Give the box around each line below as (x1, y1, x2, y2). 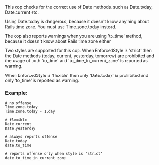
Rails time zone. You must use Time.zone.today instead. (5, 24, 117, 30)
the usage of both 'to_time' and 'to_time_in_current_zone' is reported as (5, 58, 148, 63)
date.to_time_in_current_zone (5, 156, 66, 161)
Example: (5, 90, 28, 96)
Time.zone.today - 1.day (5, 109, 55, 114)
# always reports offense (5, 135, 57, 139)
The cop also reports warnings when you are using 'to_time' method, (5, 33, 143, 39)
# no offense (5, 101, 32, 105)
